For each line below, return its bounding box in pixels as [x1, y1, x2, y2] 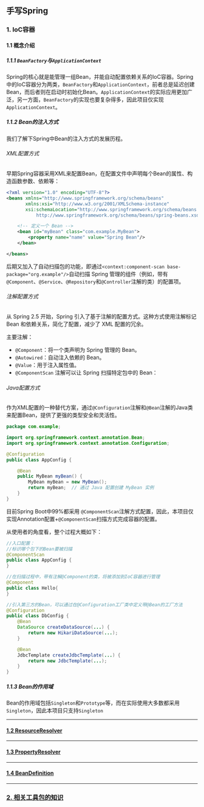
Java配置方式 [6, 384, 41, 391]
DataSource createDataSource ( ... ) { [17, 624, 110, 630]
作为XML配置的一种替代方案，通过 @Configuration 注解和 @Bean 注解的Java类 [6, 404, 193, 411]
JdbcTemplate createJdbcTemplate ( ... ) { [17, 652, 121, 658]
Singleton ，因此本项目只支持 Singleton [6, 707, 103, 714]
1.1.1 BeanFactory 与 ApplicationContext [6, 56, 101, 64]
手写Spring [6, 5, 49, 16]
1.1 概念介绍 [6, 41, 35, 49]
